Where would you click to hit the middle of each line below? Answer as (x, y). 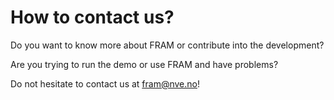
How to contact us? (92, 17)
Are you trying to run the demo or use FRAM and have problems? (144, 64)
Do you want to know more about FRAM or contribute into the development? (167, 45)
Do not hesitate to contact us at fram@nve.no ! (105, 83)
